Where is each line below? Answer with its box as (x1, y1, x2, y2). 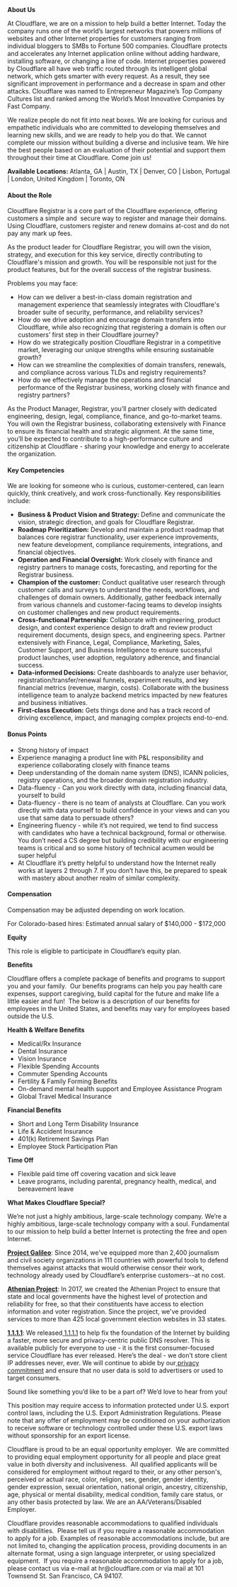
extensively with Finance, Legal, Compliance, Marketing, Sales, (17, 638, 202, 647)
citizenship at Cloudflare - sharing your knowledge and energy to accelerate (7, 442, 230, 451)
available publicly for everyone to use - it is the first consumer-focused (7, 1343, 214, 1352)
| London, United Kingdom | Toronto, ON (7, 175, 125, 183)
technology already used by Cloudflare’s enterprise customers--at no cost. (7, 1270, 226, 1280)
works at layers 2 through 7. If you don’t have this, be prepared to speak (17, 866, 228, 874)
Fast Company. (7, 102, 52, 111)
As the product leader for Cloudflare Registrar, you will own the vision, (7, 243, 212, 252)
